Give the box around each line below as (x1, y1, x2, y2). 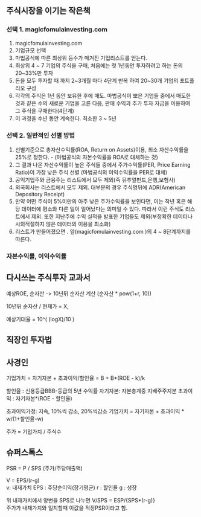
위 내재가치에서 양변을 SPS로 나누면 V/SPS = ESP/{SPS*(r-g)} (6, 496, 156, 504)
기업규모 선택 (14, 47, 46, 54)
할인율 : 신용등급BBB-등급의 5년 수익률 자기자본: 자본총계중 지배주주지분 (6, 387, 177, 394)
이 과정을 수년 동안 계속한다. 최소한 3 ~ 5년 (14, 114, 116, 122)
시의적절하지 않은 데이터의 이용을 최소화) (14, 220, 111, 228)
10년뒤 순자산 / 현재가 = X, (6, 303, 69, 310)
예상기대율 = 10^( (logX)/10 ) (6, 315, 75, 323)
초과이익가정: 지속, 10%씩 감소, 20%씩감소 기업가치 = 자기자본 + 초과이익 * (6, 407, 185, 415)
